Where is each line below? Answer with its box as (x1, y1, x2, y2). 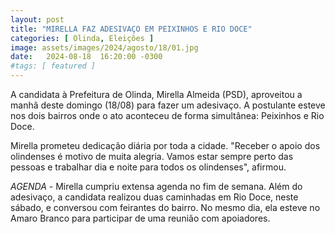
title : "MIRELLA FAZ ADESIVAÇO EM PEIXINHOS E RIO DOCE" (10, 24, 253, 34)
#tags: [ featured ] (10, 61, 97, 71)
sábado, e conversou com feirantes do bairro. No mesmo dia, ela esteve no (10, 202, 321, 213)
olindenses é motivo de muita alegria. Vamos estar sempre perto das (10, 151, 294, 162)
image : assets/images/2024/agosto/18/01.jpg (10, 42, 199, 53)
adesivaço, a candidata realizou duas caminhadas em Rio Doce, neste (10, 191, 299, 203)
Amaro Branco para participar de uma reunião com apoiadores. (10, 212, 271, 224)
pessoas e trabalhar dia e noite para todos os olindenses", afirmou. (10, 161, 287, 173)
